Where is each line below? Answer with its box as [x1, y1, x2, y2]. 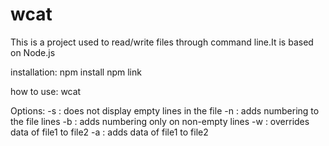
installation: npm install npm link [10, 66, 142, 78]
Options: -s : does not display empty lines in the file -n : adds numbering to [10, 104, 320, 117]
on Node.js [10, 46, 56, 58]
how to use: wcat [10, 85, 82, 97]
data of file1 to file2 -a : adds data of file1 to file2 [10, 126, 209, 138]
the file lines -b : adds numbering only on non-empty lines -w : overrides [10, 115, 310, 127]
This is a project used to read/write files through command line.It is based [10, 36, 314, 48]
